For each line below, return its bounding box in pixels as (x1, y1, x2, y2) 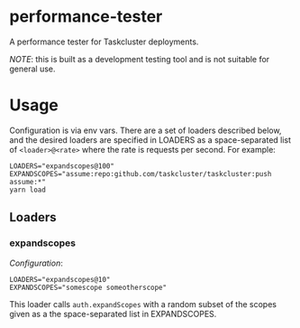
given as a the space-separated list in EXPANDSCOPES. (9, 308, 217, 319)
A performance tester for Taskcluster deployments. (9, 36, 199, 47)
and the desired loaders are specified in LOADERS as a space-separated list (9, 134, 291, 145)
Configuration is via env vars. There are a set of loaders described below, (9, 125, 282, 136)
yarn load (9, 185, 47, 194)
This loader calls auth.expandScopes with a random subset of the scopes (9, 298, 277, 309)
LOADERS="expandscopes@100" (9, 161, 115, 171)
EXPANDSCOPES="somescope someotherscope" (9, 283, 168, 292)
